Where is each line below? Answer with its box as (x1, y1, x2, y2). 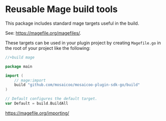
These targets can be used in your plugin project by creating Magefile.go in (5, 39, 161, 46)
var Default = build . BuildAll (5, 101, 69, 106)
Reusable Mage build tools (5, 4, 118, 15)
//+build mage (5, 54, 35, 60)
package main (5, 64, 33, 69)
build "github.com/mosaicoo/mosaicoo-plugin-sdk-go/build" (14, 82, 140, 88)
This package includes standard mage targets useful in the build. (5, 20, 139, 26)
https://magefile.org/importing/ (5, 110, 69, 116)
